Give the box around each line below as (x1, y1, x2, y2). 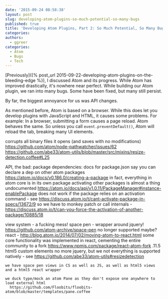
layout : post (5, 12, 32, 17)
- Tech (9, 58, 23, 63)
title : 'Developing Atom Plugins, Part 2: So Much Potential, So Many (5, 26, 155, 31)
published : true (5, 21, 39, 26)
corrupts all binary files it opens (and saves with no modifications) (5, 138, 141, 144)
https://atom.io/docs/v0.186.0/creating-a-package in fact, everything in (5, 174, 152, 180)
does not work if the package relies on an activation (38, 190, 145, 196)
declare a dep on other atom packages (5, 169, 85, 175)
